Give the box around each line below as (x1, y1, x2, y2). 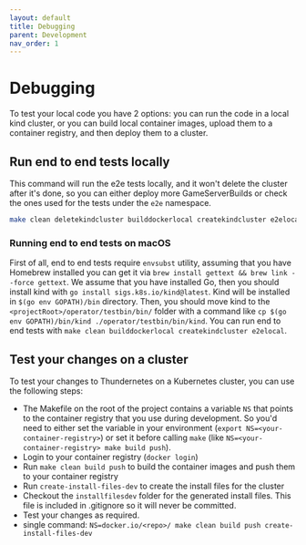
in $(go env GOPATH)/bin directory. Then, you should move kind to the (9, 296, 270, 307)
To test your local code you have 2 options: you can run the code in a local (9, 108, 290, 119)
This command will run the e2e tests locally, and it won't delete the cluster (9, 179, 289, 189)
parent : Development (9, 30, 88, 39)
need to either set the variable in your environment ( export (22, 422, 243, 433)
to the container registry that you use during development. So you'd (22, 412, 278, 424)
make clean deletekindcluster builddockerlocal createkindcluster (9, 215, 267, 224)
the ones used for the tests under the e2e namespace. (9, 198, 212, 208)
